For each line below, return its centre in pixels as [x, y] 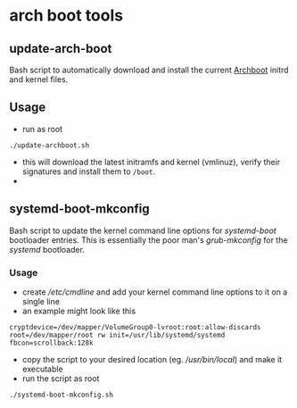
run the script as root [61, 378]
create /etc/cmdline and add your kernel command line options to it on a [155, 292]
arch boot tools [66, 16]
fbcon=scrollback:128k [51, 343]
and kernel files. [39, 79]
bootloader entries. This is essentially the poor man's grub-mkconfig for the [148, 240]
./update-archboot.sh [49, 145]
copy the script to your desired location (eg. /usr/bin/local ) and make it [152, 359]
